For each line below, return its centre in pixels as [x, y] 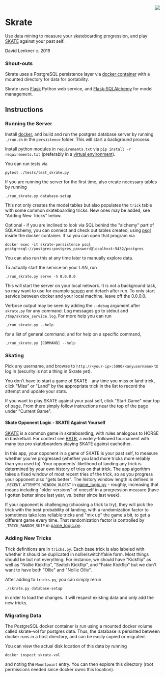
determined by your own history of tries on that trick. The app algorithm [78, 469]
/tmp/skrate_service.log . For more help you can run [58, 316]
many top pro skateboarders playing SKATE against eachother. [69, 444]
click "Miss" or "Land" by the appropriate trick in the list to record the [75, 386]
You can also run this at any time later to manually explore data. [69, 258]
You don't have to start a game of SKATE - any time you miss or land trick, [80, 381]
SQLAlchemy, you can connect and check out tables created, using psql [78, 230]
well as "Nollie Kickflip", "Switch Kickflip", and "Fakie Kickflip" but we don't [81, 564]
